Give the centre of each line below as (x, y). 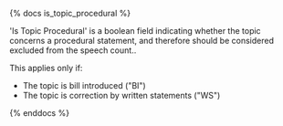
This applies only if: (46, 68)
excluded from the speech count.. (73, 50)
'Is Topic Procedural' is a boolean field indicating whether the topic (136, 31)
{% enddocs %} (40, 113)
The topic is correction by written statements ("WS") (121, 95)
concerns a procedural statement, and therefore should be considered (141, 41)
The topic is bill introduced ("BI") (84, 85)
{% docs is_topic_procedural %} (70, 13)
